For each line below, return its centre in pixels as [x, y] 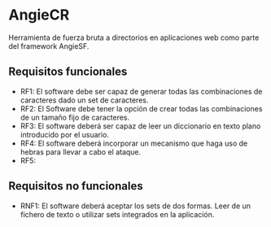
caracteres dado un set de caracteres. [84, 100]
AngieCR [39, 15]
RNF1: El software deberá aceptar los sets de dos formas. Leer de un [135, 206]
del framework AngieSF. [49, 46]
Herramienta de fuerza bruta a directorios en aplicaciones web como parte [134, 37]
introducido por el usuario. [65, 134]
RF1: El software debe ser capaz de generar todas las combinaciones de [141, 91]
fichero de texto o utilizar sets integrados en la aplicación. [117, 214]
